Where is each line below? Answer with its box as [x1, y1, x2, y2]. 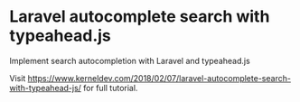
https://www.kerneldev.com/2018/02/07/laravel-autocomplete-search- [27, 72, 292, 83]
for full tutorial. [82, 82, 138, 93]
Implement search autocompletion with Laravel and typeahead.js [9, 55, 250, 66]
